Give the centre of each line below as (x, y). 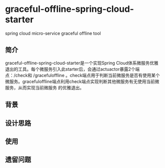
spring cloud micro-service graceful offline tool (53, 33)
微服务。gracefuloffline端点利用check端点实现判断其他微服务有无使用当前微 (82, 81)
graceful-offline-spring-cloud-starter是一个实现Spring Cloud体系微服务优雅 (82, 63)
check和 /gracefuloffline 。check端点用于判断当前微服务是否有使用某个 (88, 75)
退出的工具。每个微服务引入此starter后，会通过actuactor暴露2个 (70, 69)
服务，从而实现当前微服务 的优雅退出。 (45, 87)
